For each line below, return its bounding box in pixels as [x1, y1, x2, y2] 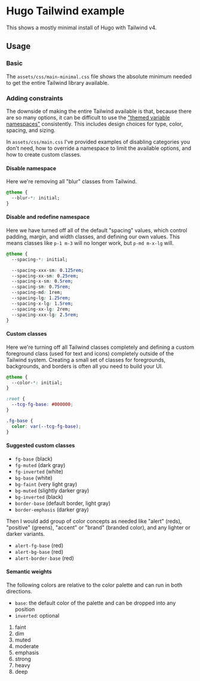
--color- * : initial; [11, 379, 63, 386]
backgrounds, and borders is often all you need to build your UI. [6, 363, 163, 370]
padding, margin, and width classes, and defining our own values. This [6, 233, 180, 240]
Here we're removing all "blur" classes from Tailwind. [6, 178, 137, 185]
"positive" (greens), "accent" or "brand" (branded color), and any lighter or [6, 524, 191, 531]
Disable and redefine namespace [6, 213, 90, 220]
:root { [6, 396, 26, 402]
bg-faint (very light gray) [14, 480, 78, 487]
